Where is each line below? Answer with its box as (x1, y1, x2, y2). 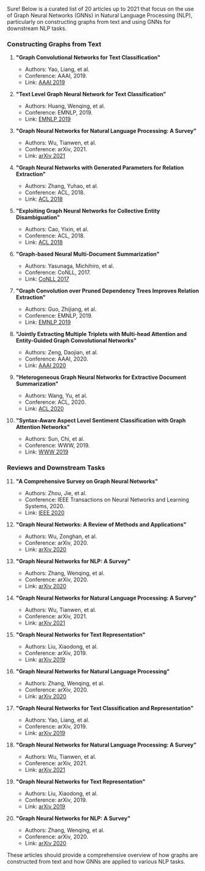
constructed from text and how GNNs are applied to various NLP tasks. (7, 858, 185, 865)
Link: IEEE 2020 (24, 509, 65, 516)
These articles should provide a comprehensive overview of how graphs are (7, 851, 198, 859)
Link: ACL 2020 (24, 405, 64, 413)
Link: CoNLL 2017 (24, 275, 70, 283)
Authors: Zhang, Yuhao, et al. (24, 182, 98, 190)
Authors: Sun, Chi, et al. (24, 435, 85, 443)
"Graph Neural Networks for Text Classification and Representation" (15, 704, 194, 712)
